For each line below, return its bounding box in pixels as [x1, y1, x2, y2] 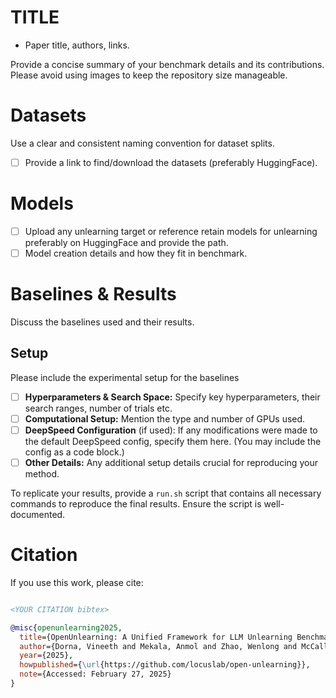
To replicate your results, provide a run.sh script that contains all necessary [10, 487, 322, 499]
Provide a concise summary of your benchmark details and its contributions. [10, 58, 325, 70]
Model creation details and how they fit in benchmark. [24, 247, 248, 259]
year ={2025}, [19, 651, 74, 661]
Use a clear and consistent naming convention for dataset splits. [10, 137, 275, 149]
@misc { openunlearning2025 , [10, 622, 123, 633]
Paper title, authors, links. [24, 39, 130, 51]
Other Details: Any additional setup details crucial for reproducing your [24, 456, 318, 468]
